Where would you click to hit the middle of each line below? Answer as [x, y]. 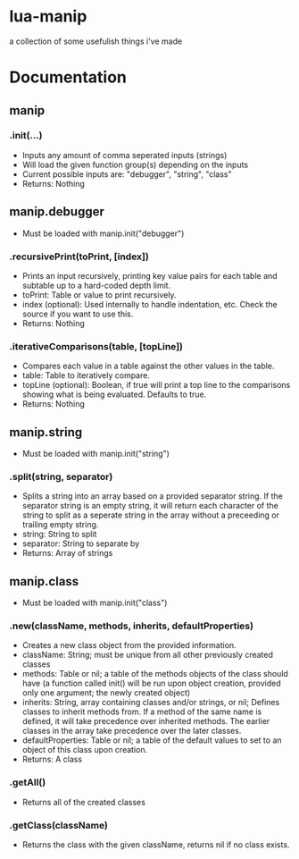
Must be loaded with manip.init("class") [95, 603]
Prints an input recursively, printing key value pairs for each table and [150, 275]
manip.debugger [57, 212]
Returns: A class [52, 759]
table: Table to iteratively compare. [86, 375]
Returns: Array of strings [67, 553]
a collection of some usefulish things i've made [96, 41]
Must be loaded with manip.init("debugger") [103, 233]
